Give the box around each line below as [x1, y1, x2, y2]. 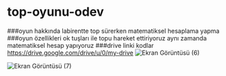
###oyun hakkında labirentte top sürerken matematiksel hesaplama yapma [7, 27, 220, 35]
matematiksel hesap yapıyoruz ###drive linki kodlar [7, 41, 154, 49]
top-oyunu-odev [7, 4, 104, 20]
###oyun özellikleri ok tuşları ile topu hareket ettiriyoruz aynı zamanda [7, 34, 207, 42]
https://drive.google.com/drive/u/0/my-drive [7, 49, 133, 57]
